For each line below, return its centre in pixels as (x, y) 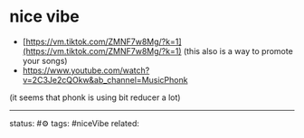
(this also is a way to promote (238, 51)
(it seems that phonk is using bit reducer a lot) (95, 97)
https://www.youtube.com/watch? (86, 70)
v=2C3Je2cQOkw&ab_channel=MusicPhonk (105, 79)
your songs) (45, 60)
